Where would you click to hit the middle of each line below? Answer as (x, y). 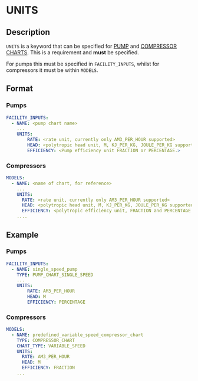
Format (20, 89)
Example (22, 234)
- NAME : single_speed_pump (44, 269)
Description (28, 32)
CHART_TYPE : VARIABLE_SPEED (51, 346)
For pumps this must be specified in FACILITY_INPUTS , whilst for (83, 64)
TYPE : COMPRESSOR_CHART (46, 340)
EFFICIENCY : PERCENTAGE (56, 302)
